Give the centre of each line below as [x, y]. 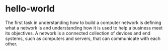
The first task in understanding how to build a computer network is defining [83, 22]
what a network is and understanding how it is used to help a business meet [84, 27]
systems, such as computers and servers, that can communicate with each [83, 38]
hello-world [30, 9]
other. [11, 43]
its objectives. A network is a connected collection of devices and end [78, 33]
